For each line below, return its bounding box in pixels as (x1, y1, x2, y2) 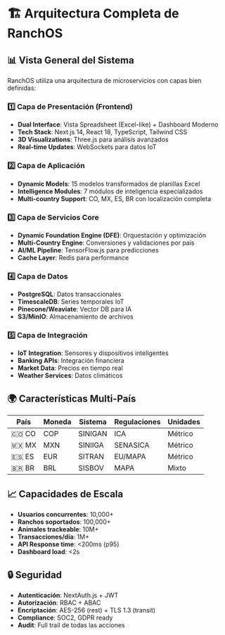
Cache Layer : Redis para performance (17, 253, 129, 262)
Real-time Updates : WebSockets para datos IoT (17, 143, 157, 151)
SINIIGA (78, 440, 104, 450)
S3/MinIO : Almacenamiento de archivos (17, 312, 134, 321)
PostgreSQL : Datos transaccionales (17, 290, 122, 299)
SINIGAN (78, 429, 108, 439)
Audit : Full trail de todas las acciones (17, 620, 125, 629)
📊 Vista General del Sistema (7, 54, 135, 66)
